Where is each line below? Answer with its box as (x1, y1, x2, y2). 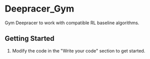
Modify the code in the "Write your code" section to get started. (12, 47, 145, 53)
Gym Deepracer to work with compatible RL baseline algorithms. (5, 20, 140, 26)
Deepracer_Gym (5, 3, 74, 15)
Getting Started (5, 34, 55, 43)
